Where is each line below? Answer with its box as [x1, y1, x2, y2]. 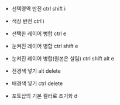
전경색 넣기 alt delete [11, 67, 61, 74]
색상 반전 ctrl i [11, 18, 44, 25]
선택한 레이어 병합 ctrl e [11, 30, 67, 37]
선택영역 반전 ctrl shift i [11, 5, 66, 12]
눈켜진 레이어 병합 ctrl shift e [11, 43, 78, 49]
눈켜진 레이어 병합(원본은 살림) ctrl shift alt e [11, 55, 115, 62]
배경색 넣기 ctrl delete [11, 80, 63, 87]
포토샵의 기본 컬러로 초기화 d [11, 93, 78, 99]
